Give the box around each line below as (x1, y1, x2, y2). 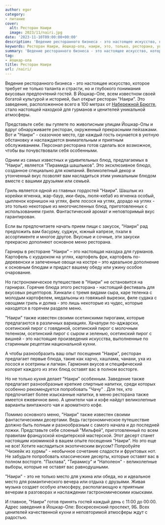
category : (5, 12, 26, 17)
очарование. (5, 270, 32, 275)
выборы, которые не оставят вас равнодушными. (5, 464, 110, 470)
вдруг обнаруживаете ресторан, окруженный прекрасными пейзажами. (5, 127, 158, 132)
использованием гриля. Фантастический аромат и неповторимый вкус (5, 209, 155, 214)
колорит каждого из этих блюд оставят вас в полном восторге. (5, 366, 138, 372)
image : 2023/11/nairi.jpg (9, 30, 63, 35)
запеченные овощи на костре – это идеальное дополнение (35, 259, 160, 265)
